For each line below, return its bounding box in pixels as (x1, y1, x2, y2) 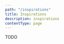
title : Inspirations (5, 12, 47, 17)
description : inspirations (5, 16, 60, 21)
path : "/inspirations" (5, 7, 51, 12)
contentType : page (5, 21, 42, 26)
